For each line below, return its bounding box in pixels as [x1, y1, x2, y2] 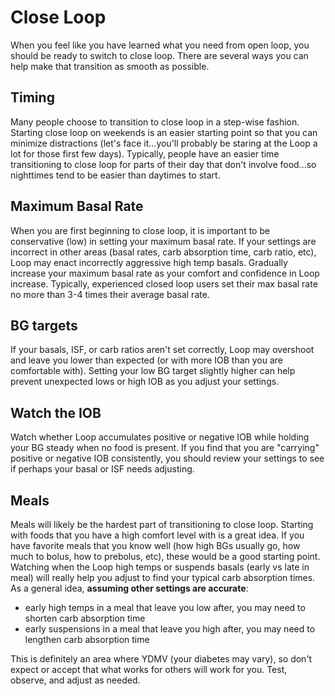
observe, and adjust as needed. [10, 674, 141, 686]
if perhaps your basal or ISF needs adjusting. [10, 463, 195, 475]
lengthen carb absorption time [24, 634, 150, 645]
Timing [10, 89, 55, 106]
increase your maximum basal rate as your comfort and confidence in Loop [10, 267, 320, 279]
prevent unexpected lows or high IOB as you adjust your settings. [10, 376, 280, 388]
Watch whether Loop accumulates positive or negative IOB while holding [10, 431, 310, 443]
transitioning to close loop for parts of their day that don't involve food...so [10, 158, 317, 170]
